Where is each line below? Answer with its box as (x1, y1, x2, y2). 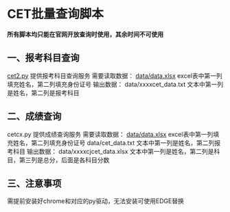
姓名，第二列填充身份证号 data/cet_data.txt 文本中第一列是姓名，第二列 (12, 138, 215, 147)
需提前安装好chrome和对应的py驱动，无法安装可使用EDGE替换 (7, 197, 184, 205)
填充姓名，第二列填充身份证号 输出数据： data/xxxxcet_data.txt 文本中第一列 (7, 80, 224, 88)
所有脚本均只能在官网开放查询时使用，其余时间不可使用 (7, 30, 163, 38)
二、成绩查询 (7, 111, 62, 122)
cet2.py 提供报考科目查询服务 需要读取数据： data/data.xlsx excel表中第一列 (7, 71, 222, 79)
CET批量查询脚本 (7, 6, 104, 22)
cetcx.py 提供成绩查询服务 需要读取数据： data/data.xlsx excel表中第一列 (7, 130, 214, 138)
